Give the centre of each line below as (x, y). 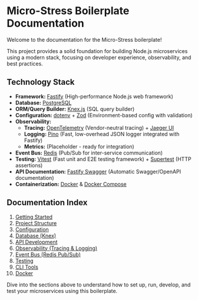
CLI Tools (27, 267)
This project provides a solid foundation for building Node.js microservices (97, 51)
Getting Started (34, 217)
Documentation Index (47, 202)
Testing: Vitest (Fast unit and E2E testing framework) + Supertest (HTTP (103, 159)
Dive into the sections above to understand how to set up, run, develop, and (99, 285)
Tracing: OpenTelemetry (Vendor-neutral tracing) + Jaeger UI (99, 127)
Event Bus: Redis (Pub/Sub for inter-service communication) (89, 153)
